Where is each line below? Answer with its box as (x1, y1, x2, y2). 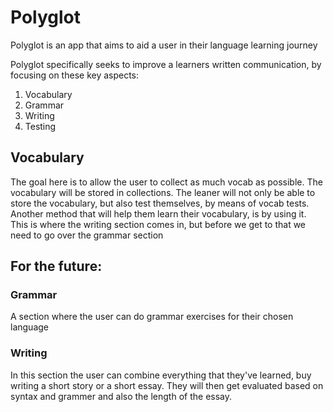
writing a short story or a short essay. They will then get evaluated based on (10, 379, 324, 391)
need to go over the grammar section (10, 229, 164, 241)
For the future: (10, 258, 103, 275)
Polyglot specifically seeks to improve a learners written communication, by (10, 58, 322, 70)
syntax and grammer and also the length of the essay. (10, 390, 233, 402)
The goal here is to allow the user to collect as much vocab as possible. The (10, 176, 323, 188)
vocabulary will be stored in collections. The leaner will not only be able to (10, 186, 316, 198)
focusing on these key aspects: (10, 69, 140, 81)
